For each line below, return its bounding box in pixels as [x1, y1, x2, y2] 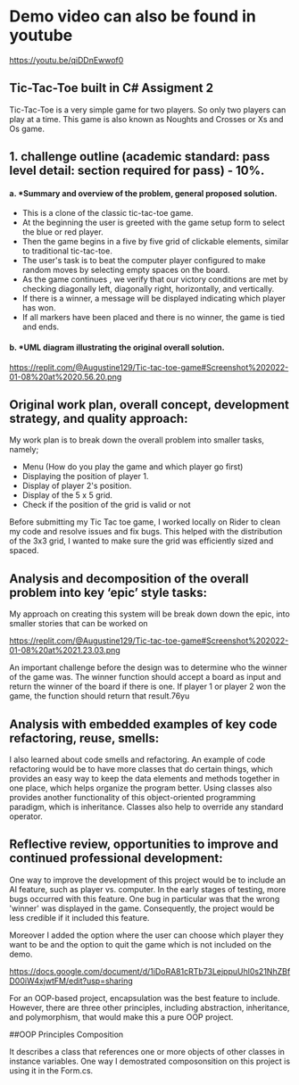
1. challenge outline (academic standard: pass [9, 149, 270, 164]
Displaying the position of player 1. [21, 471, 149, 482]
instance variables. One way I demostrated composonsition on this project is [9, 1056, 291, 1066]
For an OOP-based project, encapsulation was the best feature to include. [9, 992, 280, 1003]
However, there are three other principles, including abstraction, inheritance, [9, 1002, 290, 1013]
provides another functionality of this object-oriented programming [9, 791, 256, 802]
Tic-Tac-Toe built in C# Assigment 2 [9, 80, 214, 95]
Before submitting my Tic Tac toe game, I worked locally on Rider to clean [9, 517, 281, 527]
